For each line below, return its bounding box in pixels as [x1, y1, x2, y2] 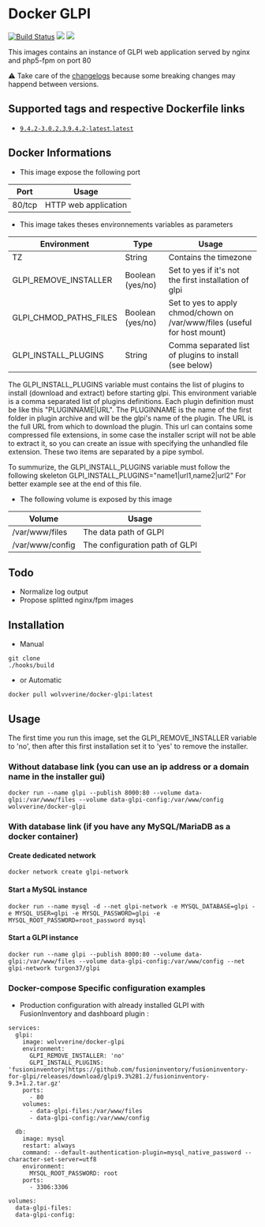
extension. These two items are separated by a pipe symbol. [8, 447, 204, 456]
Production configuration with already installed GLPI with [19, 1001, 205, 1010]
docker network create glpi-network [8, 868, 129, 876]
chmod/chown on [168, 307, 234, 318]
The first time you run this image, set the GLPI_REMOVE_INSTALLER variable [8, 733, 257, 742]
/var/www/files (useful [168, 317, 252, 328]
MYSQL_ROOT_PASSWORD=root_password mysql [8, 916, 147, 924]
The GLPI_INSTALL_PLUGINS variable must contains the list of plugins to [8, 379, 244, 389]
